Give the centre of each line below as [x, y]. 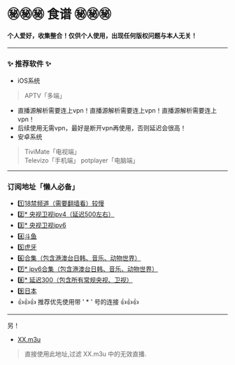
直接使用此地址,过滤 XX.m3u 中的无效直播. [85, 354]
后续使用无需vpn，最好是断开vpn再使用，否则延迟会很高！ [102, 128]
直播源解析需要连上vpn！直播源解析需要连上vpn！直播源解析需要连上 [117, 110]
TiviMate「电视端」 [52, 151]
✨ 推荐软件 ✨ [29, 64]
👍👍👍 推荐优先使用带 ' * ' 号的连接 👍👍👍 [78, 301]
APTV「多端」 [45, 95]
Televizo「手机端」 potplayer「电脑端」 [81, 160]
